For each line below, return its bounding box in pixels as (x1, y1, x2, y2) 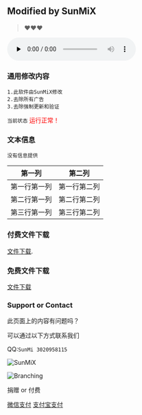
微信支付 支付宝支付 (7, 401, 63, 409)
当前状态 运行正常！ (7, 116, 60, 124)
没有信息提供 (7, 153, 38, 159)
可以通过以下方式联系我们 (7, 331, 80, 339)
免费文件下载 (7, 266, 50, 276)
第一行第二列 (58, 182, 101, 192)
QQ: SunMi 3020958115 (7, 345, 67, 353)
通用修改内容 (7, 71, 50, 81)
